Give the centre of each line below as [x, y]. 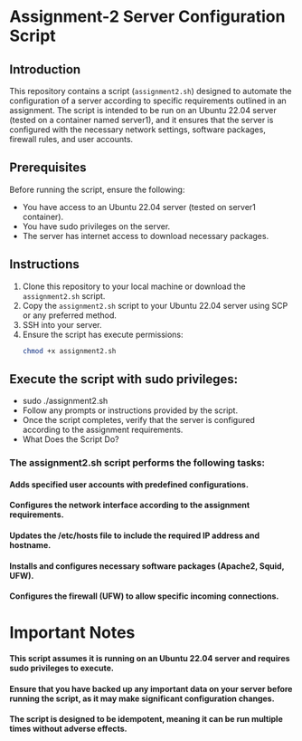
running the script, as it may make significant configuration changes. [142, 698]
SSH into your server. [62, 324]
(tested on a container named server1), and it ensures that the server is [142, 120]
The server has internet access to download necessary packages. [146, 236]
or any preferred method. [70, 315]
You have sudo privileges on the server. [96, 226]
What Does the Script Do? [71, 439]
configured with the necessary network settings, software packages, [138, 130]
